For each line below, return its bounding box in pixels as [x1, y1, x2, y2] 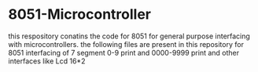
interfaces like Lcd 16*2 [8, 56, 86, 66]
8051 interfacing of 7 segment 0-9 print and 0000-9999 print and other [8, 48, 240, 57]
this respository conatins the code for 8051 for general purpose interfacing [8, 31, 250, 41]
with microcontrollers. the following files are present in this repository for [8, 39, 244, 49]
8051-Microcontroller [8, 5, 152, 23]
